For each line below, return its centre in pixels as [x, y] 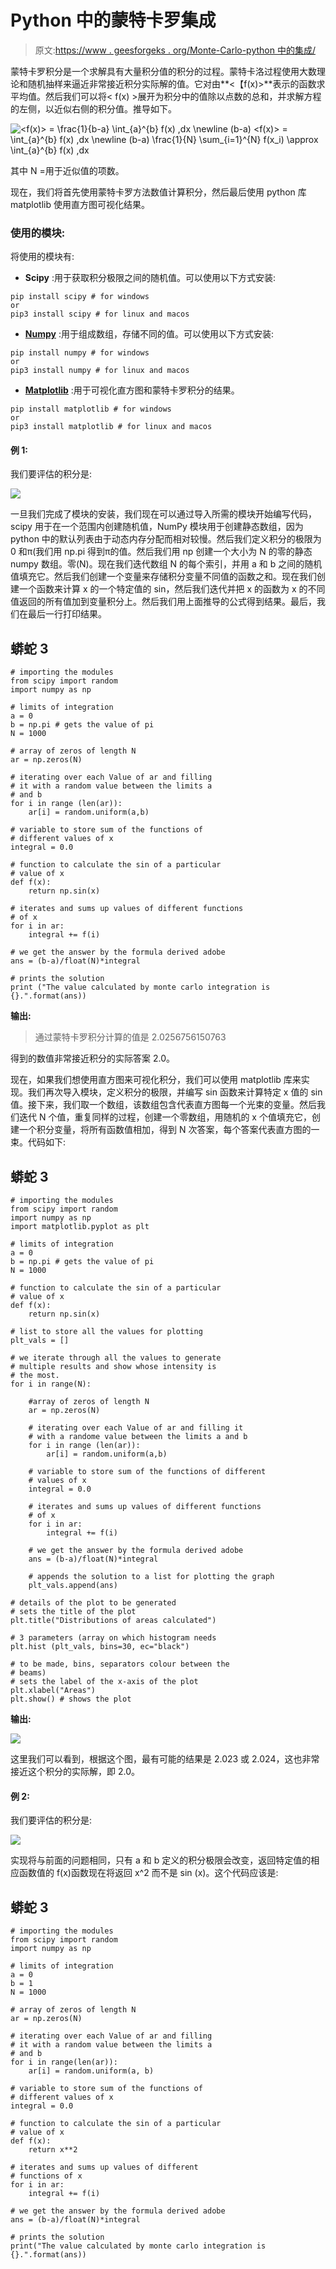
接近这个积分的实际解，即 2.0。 [75, 1772]
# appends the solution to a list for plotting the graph [151, 1577]
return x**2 [53, 2150]
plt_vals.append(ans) [73, 1586]
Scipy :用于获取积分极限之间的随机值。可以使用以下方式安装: [150, 278]
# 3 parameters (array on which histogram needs [113, 1638]
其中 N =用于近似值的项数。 [67, 170]
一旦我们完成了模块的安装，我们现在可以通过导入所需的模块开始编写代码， [163, 514]
